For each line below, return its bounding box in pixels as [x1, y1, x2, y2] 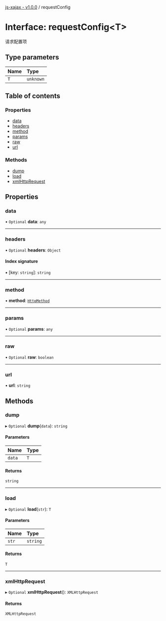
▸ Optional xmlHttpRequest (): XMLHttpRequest [5, 589, 99, 595]
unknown [26, 76, 44, 82]
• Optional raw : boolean [5, 354, 54, 360]
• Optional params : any [5, 326, 53, 332]
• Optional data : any [5, 219, 46, 225]
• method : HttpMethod [5, 298, 50, 304]
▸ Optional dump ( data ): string [5, 423, 68, 429]
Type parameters [5, 53, 59, 61]
